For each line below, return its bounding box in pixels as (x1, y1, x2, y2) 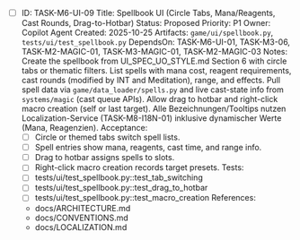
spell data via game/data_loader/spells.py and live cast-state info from (21, 84, 284, 95)
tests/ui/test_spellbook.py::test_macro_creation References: (34, 193, 257, 203)
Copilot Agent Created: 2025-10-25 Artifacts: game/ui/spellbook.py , (21, 27, 274, 39)
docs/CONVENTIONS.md (34, 212, 128, 223)
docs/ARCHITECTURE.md (34, 202, 131, 213)
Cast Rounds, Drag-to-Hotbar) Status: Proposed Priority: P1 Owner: (21, 18, 271, 29)
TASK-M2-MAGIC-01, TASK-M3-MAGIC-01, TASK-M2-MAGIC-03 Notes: (21, 47, 288, 57)
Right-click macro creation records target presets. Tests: (34, 162, 244, 173)
